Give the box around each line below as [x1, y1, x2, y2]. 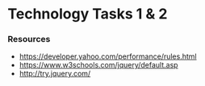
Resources [7, 34, 51, 45]
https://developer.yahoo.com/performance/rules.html [19, 51, 197, 61]
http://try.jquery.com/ [19, 69, 91, 79]
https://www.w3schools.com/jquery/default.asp [19, 60, 178, 70]
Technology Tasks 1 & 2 [7, 5, 168, 23]
